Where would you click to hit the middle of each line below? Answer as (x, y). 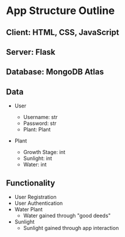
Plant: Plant (37, 130)
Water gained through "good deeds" (67, 215)
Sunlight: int (38, 158)
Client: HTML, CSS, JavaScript (63, 32)
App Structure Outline (60, 11)
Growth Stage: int (44, 152)
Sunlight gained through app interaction (71, 228)
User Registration (35, 197)
